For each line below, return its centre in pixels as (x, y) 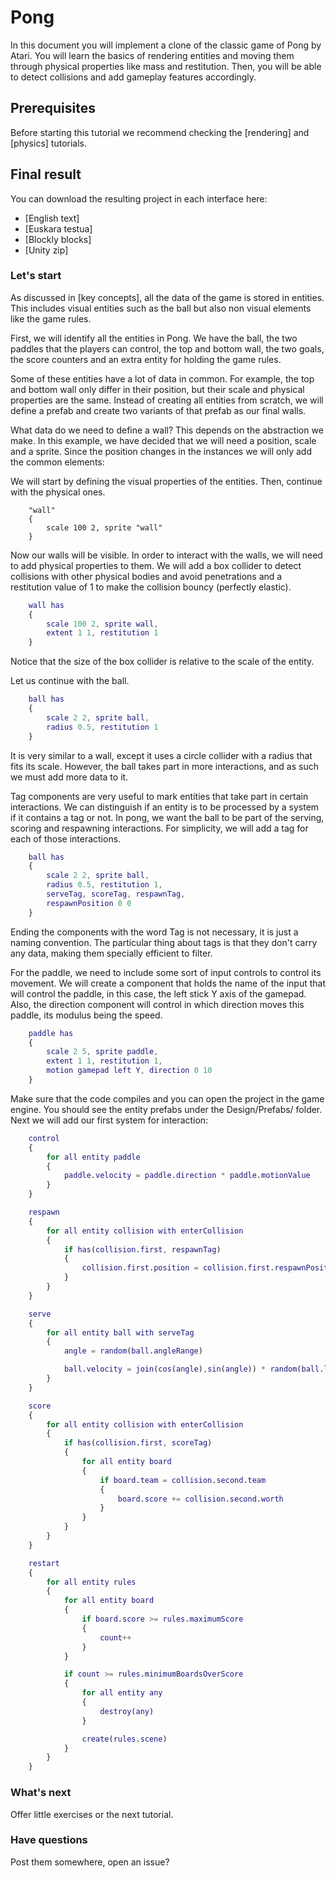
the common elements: (57, 462)
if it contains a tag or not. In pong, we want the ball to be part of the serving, (167, 817)
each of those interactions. (66, 838)
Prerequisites (53, 108)
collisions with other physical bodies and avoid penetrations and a (146, 576)
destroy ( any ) (127, 1711)
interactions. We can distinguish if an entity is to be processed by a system (165, 807)
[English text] (52, 218)
